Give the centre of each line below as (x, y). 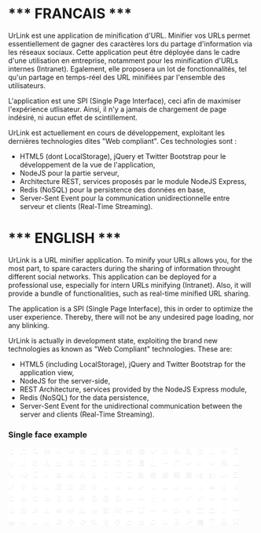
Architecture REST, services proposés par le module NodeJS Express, (133, 181)
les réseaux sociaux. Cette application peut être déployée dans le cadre (124, 52)
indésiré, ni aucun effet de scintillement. (73, 117)
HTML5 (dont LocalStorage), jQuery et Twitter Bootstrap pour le (123, 156)
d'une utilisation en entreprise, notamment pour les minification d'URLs (123, 61)
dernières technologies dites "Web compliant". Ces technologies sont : (123, 141)
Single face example (48, 435)
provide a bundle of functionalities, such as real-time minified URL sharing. (129, 293)
